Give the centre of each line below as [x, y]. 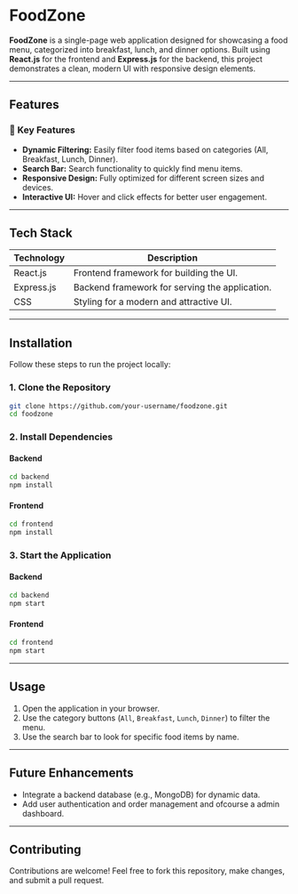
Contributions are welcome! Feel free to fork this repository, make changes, [147, 871]
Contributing [45, 849]
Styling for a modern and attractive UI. [153, 302]
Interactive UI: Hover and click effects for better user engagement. [145, 197]
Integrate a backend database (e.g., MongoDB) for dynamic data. [141, 794]
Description [173, 258]
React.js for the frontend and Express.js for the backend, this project [136, 59]
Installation [41, 343]
